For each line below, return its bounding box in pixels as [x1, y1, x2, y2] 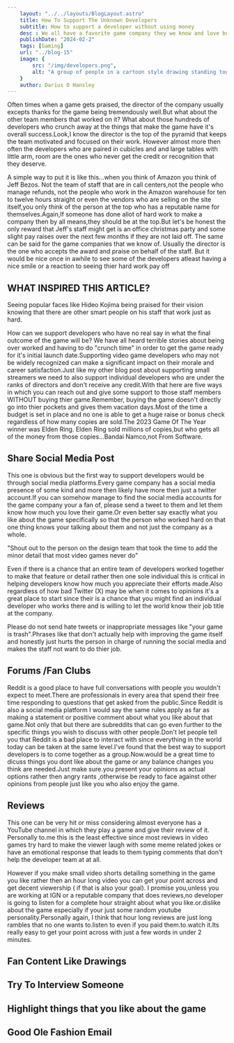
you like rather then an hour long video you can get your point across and [7, 876, 218, 884]
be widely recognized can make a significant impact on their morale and [7, 359, 214, 367]
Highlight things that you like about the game [7, 1003, 207, 1014]
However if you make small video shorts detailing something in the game [7, 868, 216, 877]
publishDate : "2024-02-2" [19, 36, 95, 43]
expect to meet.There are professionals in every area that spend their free [7, 691, 219, 699]
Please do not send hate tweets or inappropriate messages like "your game [7, 622, 223, 631]
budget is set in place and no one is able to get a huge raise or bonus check [7, 410, 225, 418]
